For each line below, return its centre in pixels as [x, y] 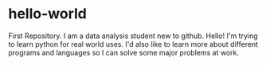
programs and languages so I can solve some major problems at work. [124, 52]
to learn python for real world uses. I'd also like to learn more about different [133, 44]
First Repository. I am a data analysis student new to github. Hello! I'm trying [133, 36]
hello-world [48, 14]
